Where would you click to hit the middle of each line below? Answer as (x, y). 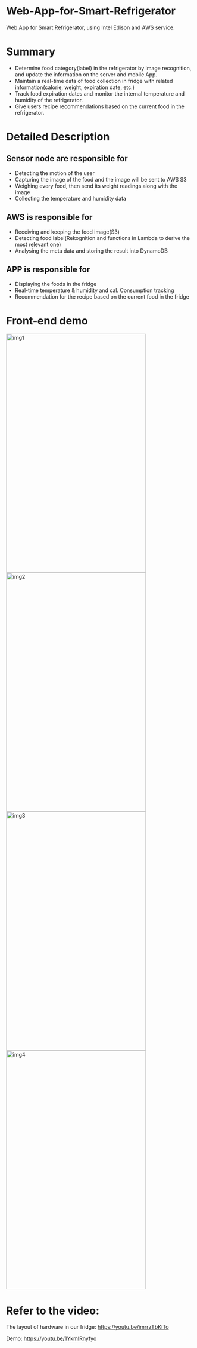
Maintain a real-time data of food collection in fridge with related (94, 81)
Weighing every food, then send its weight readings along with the (96, 186)
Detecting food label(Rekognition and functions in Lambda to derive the (102, 238)
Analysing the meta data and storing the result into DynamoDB (91, 251)
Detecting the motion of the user (55, 173)
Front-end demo (47, 320)
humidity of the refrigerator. (49, 100)
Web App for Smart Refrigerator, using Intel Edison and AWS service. (90, 27)
